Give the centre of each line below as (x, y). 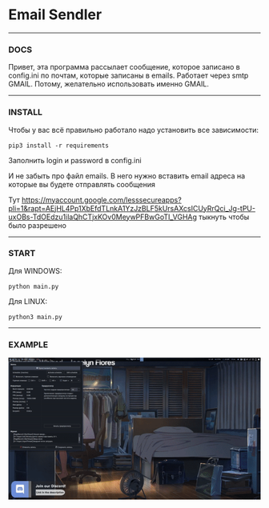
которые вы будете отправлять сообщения (82, 184)
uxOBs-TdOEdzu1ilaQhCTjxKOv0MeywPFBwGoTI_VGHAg (103, 217)
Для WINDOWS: (35, 270)
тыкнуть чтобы (224, 217)
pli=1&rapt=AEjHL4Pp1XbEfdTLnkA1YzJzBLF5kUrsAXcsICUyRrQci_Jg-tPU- (132, 208)
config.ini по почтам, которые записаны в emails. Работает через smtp (128, 76)
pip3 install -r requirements (59, 146)
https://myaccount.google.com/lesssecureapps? (101, 200)
